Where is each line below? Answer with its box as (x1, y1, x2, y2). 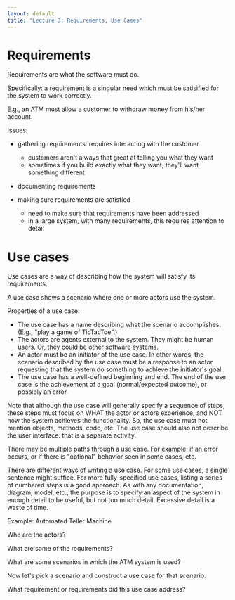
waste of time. (7, 504, 49, 512)
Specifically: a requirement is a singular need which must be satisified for (7, 84, 220, 92)
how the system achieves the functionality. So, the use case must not (7, 416, 208, 425)
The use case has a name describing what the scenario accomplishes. (17, 321, 221, 329)
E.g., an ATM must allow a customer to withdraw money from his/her (7, 105, 206, 113)
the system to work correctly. (7, 91, 93, 100)
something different (27, 168, 86, 177)
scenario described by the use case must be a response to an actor (17, 358, 213, 366)
